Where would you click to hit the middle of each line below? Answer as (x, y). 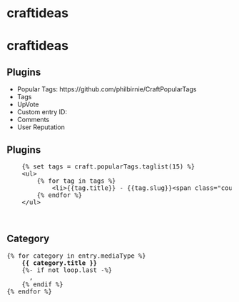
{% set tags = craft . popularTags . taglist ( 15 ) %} (108, 167)
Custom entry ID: (42, 112)
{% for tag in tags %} (76, 181)
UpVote (28, 104)
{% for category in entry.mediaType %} (76, 256)
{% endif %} (42, 284)
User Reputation (41, 127)
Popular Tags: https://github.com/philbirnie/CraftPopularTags (107, 89)
